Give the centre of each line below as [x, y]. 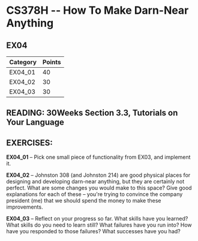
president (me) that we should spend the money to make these [84, 201]
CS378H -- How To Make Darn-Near [97, 10]
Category [23, 62]
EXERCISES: [29, 142]
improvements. [25, 207]
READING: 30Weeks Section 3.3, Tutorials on [92, 113]
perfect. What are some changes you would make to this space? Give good [99, 188]
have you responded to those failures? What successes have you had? [94, 231]
